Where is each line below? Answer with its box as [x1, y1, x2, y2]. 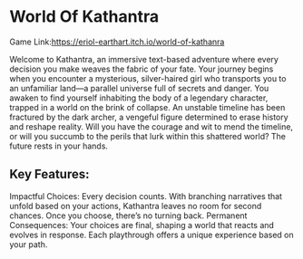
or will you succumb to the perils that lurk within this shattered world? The [9, 130, 287, 141]
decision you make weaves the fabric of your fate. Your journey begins [9, 63, 274, 74]
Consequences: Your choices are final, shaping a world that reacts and [9, 219, 275, 230]
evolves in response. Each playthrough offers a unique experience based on [9, 229, 295, 240]
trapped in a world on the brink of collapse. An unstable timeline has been [9, 101, 286, 112]
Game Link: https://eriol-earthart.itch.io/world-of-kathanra [9, 36, 225, 47]
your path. [9, 238, 48, 250]
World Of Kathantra [9, 6, 160, 27]
